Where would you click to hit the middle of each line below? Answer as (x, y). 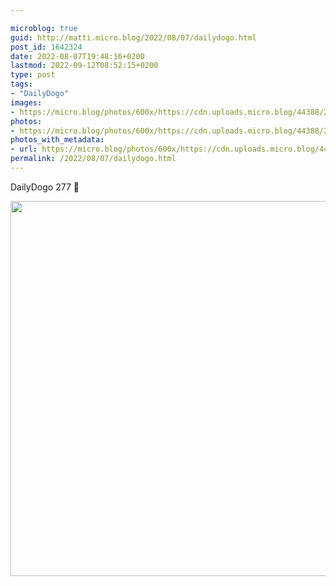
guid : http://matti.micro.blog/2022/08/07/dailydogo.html (133, 37)
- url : (24, 149)
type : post (33, 75)
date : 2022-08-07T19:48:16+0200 (77, 56)
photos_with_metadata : (57, 140)
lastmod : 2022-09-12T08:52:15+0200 (84, 66)
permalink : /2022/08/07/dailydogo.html (93, 159)
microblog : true (44, 28)
